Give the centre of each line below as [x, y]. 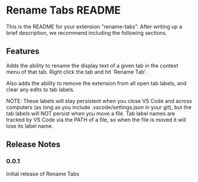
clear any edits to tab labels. [40, 90]
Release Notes [33, 145]
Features [23, 52]
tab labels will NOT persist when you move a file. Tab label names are [91, 113]
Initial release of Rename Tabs [43, 174]
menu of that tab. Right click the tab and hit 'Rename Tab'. [77, 72]
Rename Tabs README [64, 10]
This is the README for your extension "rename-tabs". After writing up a [94, 27]
